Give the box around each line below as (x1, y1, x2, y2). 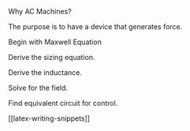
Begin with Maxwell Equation (8, 37, 102, 47)
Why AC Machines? (8, 7, 73, 16)
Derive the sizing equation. (8, 53, 95, 62)
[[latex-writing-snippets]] (8, 114, 91, 123)
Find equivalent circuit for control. (8, 99, 118, 107)
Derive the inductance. (8, 68, 83, 77)
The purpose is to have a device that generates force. (8, 22, 183, 31)
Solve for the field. (8, 83, 69, 92)
